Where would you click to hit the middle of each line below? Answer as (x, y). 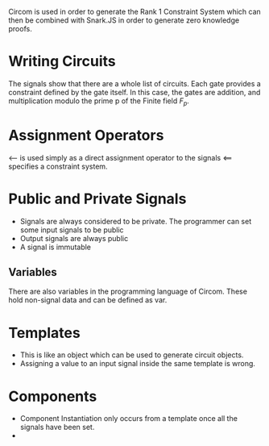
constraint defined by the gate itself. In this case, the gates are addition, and (134, 92)
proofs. (20, 29)
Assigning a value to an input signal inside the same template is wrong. (138, 364)
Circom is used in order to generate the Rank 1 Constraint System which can (135, 12)
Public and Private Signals (97, 199)
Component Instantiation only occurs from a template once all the (128, 419)
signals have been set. (57, 427)
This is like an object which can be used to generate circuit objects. (132, 355)
